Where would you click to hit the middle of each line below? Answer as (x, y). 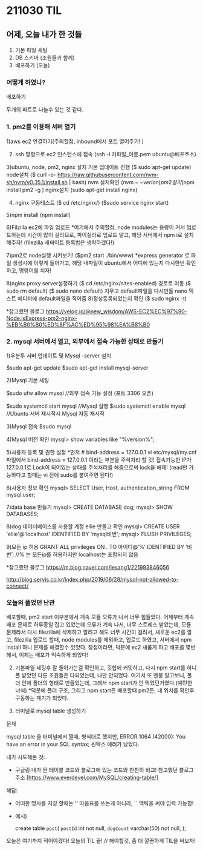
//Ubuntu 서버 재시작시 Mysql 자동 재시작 (55, 413)
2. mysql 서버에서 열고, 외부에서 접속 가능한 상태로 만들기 (85, 341)
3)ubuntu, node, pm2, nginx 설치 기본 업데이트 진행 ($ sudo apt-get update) (99, 167)
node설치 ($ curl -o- (31, 174)
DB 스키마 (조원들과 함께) (45, 58)
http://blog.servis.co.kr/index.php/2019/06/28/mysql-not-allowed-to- (93, 579)
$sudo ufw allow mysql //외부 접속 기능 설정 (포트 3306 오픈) (80, 393)
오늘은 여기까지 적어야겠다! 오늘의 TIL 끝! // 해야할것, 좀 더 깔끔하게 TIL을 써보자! (101, 841)
